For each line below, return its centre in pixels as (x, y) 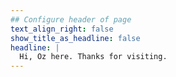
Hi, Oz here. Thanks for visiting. (93, 57)
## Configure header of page (71, 19)
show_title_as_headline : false (75, 38)
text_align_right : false (62, 29)
